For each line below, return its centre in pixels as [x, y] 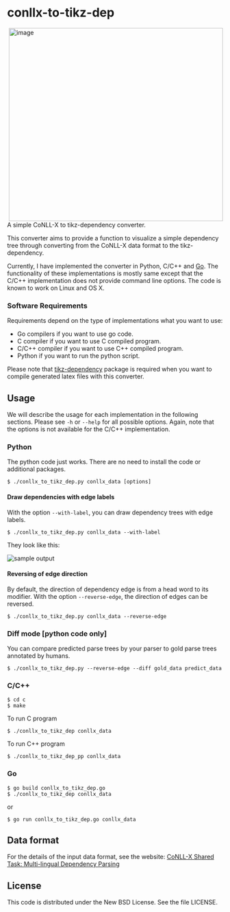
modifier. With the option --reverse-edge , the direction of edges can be [107, 596]
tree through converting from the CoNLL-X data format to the [93, 245]
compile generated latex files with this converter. [76, 376]
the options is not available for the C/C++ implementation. [89, 429]
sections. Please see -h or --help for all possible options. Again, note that [111, 422]
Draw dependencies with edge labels [61, 497]
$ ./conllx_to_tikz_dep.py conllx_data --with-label [84, 532]
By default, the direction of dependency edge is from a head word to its [108, 589]
